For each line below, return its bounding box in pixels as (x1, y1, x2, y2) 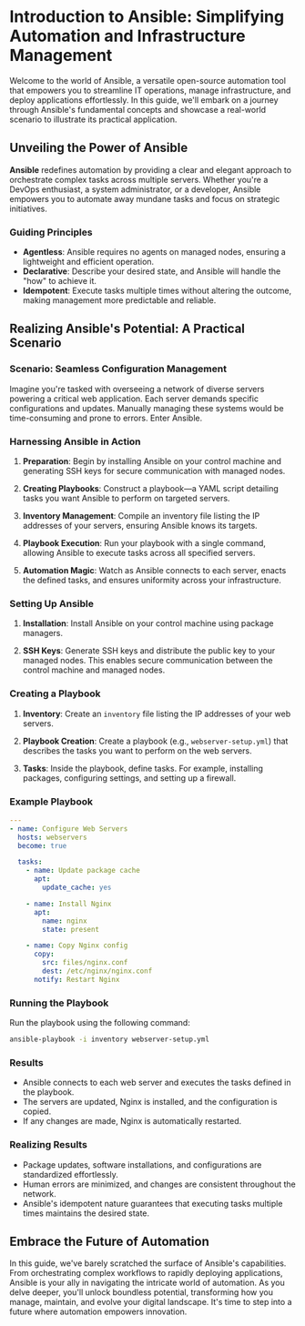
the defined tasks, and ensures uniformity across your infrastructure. (22, 575, 282, 586)
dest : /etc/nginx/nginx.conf (42, 967, 153, 976)
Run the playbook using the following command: (9, 1017, 191, 1028)
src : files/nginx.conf (42, 958, 128, 967)
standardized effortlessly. (22, 1169, 118, 1179)
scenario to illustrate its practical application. (9, 114, 178, 125)
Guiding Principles (9, 226, 93, 238)
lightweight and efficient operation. (22, 257, 155, 268)
